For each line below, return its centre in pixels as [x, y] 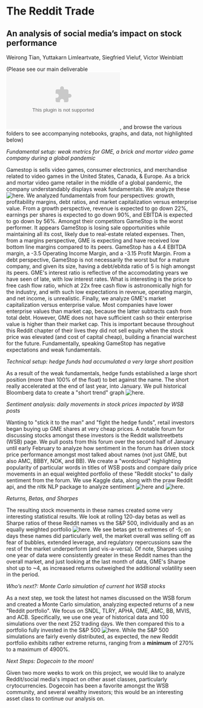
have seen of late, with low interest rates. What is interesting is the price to [99, 279]
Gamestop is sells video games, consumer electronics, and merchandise [97, 170]
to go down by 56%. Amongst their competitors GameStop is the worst [95, 221]
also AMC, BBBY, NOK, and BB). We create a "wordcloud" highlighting [94, 461]
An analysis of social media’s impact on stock [94, 34]
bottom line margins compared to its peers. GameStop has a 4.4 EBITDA [96, 247]
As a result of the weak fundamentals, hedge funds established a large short [102, 373]
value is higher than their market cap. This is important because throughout [101, 324]
